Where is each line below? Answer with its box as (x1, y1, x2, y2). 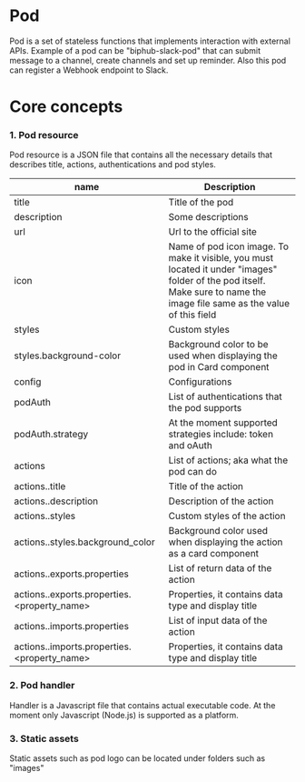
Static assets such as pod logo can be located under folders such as (9, 753, 266, 764)
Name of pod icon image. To (168, 240, 289, 253)
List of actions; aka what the (168, 454, 289, 466)
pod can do (168, 466, 218, 478)
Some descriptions (168, 211, 249, 224)
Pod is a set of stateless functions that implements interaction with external (9, 35, 290, 46)
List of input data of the (168, 615, 268, 627)
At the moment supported (168, 416, 279, 429)
